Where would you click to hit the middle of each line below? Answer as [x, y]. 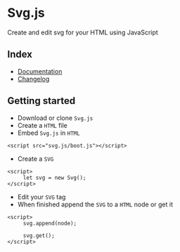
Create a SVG [36, 159]
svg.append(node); [50, 223]
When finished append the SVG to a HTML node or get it [95, 204]
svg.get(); [39, 236]
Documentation [40, 71]
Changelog [33, 79]
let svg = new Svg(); [54, 178]
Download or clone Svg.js [55, 118]
